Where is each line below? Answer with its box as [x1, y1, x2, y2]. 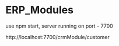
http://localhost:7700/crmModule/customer [5, 33, 110, 40]
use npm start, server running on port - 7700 [5, 22, 113, 29]
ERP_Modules [5, 3, 74, 17]
